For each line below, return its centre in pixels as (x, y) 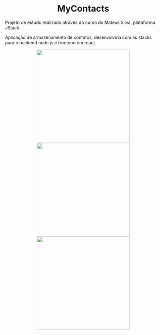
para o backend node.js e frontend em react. (51, 42)
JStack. (13, 27)
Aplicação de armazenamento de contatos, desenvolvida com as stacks (79, 37)
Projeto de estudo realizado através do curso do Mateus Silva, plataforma (80, 22)
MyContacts (83, 9)
